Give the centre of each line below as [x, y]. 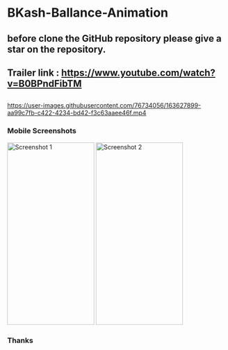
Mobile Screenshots [42, 131]
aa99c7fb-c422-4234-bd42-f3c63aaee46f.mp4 [77, 113]
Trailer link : [33, 73]
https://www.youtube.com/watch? [138, 73]
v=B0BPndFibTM [44, 84]
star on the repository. [57, 49]
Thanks [20, 340]
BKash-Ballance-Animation [88, 13]
